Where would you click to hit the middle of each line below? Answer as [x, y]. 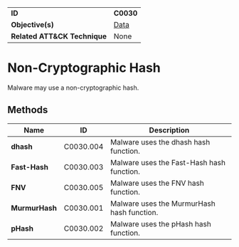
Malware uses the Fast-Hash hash [168, 162]
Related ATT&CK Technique [59, 36]
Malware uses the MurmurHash [163, 204]
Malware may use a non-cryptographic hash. [73, 88]
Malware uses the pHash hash [160, 224]
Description [169, 130]
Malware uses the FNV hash [157, 183]
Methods [28, 110]
